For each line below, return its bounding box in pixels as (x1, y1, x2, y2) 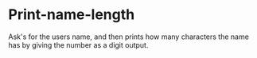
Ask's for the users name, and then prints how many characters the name (8, 32, 249, 41)
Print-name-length (8, 6, 135, 24)
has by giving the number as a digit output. (8, 40, 149, 49)
